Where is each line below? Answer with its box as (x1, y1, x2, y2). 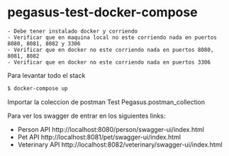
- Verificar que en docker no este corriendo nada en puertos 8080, (7, 46, 214, 53)
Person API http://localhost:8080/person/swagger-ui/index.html (17, 125, 204, 133)
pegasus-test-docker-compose (7, 4, 198, 21)
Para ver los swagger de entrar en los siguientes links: (7, 111, 166, 120)
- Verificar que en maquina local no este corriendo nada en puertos (7, 33, 218, 41)
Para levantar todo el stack (7, 71, 86, 79)
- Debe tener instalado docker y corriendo (7, 28, 138, 35)
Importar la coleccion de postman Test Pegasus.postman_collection (7, 97, 206, 106)
